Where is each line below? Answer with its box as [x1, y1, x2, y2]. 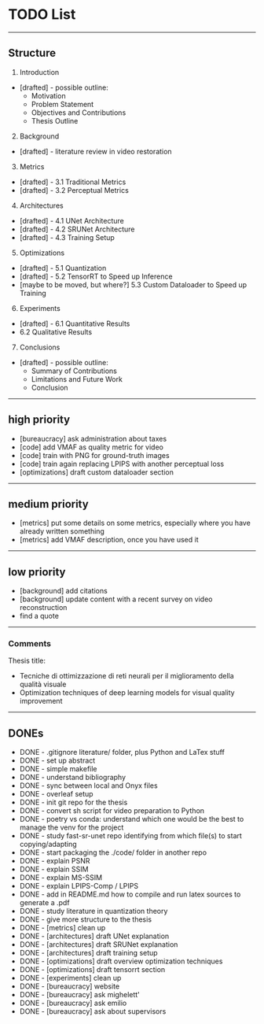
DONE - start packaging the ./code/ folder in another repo [19, 848, 207, 857]
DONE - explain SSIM [19, 864, 89, 874]
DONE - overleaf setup [19, 789, 93, 799]
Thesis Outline [31, 116, 79, 125]
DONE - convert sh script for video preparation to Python [19, 806, 205, 815]
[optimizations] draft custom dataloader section [19, 467, 174, 477]
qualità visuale [19, 679, 67, 689]
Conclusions [19, 342, 60, 352]
